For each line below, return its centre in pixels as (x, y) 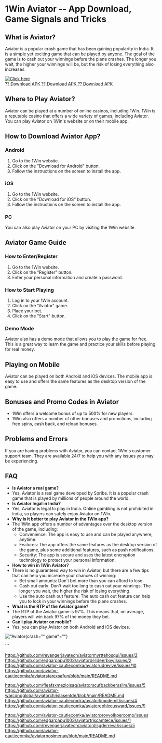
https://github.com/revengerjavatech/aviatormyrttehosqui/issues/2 (71, 655)
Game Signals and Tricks (56, 19)
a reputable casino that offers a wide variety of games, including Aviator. (77, 116)
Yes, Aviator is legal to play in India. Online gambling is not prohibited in (83, 508)
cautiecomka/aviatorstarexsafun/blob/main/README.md (61, 676)
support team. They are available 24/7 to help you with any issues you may (79, 456)
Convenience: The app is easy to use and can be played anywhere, (86, 534)
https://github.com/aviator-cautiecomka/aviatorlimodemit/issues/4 (71, 700)
